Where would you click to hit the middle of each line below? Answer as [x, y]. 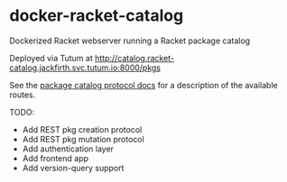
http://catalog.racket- [134, 58]
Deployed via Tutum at [51, 58]
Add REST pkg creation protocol [82, 129]
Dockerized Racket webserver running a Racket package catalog [130, 41]
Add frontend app [55, 158]
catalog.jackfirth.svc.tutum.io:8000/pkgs [85, 68]
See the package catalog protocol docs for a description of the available [143, 85]
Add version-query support [73, 168]
